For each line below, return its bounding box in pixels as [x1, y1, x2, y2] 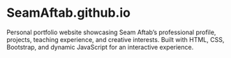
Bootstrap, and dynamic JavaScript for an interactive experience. [6, 43, 194, 51]
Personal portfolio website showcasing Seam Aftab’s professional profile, [6, 28, 216, 36]
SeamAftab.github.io [6, 5, 131, 21]
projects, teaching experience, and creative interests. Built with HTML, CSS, [6, 35, 225, 43]
